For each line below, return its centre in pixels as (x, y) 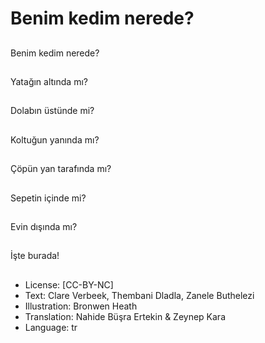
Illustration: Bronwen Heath (81, 306)
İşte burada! (35, 256)
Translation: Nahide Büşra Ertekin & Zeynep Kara (125, 316)
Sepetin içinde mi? (48, 198)
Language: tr (51, 327)
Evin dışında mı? (44, 226)
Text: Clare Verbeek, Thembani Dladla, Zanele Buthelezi (139, 295)
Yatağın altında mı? (49, 81)
